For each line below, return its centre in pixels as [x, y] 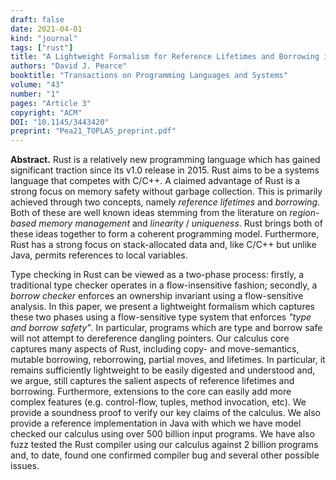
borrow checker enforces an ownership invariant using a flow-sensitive [157, 296]
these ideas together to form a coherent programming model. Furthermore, [165, 234]
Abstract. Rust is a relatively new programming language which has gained [165, 160]
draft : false [37, 19]
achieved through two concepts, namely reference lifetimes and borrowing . [165, 202]
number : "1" [35, 94]
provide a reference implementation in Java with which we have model [156, 423]
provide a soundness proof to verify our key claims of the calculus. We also [165, 413]
